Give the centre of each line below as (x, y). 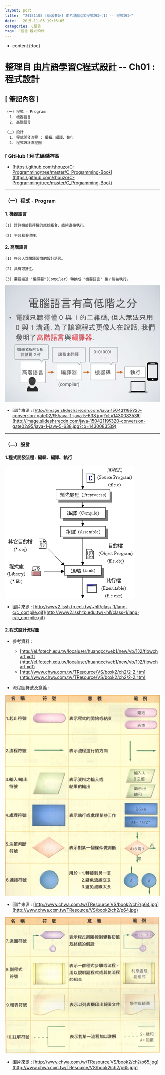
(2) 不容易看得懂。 (22, 236)
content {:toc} (26, 46)
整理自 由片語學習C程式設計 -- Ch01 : (80, 67)
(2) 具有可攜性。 (20, 269)
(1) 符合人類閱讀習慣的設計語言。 (35, 258)
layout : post (18, 10)
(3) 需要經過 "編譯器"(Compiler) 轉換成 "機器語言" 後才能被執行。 (68, 279)
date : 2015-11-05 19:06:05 (35, 21)
